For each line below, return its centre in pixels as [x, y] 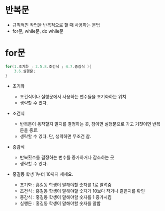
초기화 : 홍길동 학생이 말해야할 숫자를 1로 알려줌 [66, 185]
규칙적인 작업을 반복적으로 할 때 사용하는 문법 [56, 25]
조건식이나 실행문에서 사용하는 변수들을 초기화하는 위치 [73, 96]
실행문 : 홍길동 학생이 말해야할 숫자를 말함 [60, 203]
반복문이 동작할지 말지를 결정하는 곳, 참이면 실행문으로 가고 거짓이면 [85, 124]
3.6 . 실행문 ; [25, 71]
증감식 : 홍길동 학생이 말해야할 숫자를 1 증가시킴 [66, 197]
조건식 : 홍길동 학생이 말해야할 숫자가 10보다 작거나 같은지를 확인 [82, 191]
